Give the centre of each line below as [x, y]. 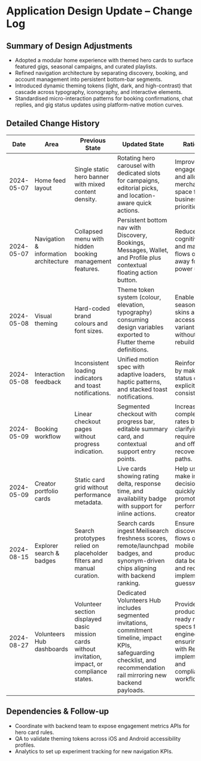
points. [127, 459]
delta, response [139, 483]
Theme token [136, 290]
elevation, [131, 305]
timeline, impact [140, 638]
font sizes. [89, 331]
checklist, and [137, 660]
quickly [185, 491]
